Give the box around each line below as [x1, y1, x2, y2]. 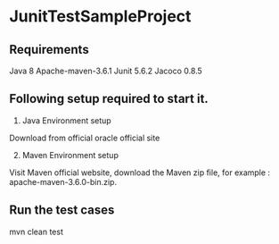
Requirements [9, 42, 89, 57]
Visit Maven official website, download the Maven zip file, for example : [9, 167, 270, 178]
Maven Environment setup [21, 149, 119, 160]
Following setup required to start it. [9, 91, 209, 106]
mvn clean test [9, 226, 64, 237]
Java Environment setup [21, 114, 111, 126]
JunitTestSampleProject [9, 6, 192, 27]
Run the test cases [9, 203, 115, 218]
